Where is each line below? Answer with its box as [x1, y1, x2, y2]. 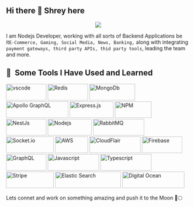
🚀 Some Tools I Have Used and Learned [6, 68, 153, 78]
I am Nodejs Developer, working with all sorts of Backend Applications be [6, 32, 183, 39]
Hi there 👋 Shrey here [6, 6, 85, 16]
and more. [6, 51, 31, 58]
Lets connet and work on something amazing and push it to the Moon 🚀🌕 [6, 194, 183, 201]
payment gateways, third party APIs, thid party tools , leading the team [6, 44, 186, 51]
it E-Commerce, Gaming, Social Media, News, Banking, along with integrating [6, 39, 189, 46]
